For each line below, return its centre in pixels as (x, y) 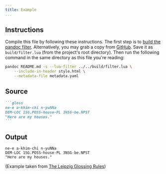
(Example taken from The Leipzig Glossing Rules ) (55, 167)
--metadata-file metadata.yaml (46, 76)
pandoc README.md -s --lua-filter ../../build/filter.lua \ (69, 67)
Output (16, 137)
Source (17, 92)
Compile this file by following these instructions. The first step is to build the (83, 42)
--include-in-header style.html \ (50, 72)
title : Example (21, 10)
